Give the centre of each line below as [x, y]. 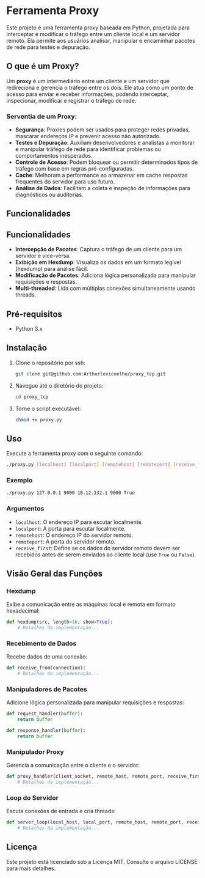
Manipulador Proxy [35, 751]
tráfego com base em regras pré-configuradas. [74, 169]
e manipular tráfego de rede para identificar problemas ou [88, 149]
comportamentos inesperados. [54, 156]
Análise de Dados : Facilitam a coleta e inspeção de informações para [103, 188]
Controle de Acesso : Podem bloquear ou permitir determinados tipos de [106, 162]
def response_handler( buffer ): [46, 731]
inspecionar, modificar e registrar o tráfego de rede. [71, 100]
